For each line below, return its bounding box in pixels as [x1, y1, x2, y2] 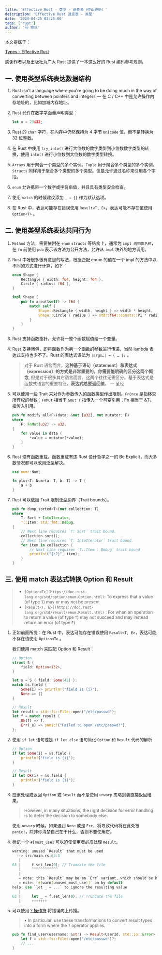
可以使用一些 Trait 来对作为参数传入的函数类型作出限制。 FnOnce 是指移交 [12, 391, 156, 397]
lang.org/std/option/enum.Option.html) [24, 595, 105, 599]
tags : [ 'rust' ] [5, 20, 36, 26]
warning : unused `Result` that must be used [12, 849, 103, 853]
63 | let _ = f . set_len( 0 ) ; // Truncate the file [12, 894, 123, 899]
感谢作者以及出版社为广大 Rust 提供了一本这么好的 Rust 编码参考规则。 [5, 59, 147, 65]
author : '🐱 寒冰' [5, 25, 40, 30]
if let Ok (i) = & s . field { [12, 773, 67, 778]
